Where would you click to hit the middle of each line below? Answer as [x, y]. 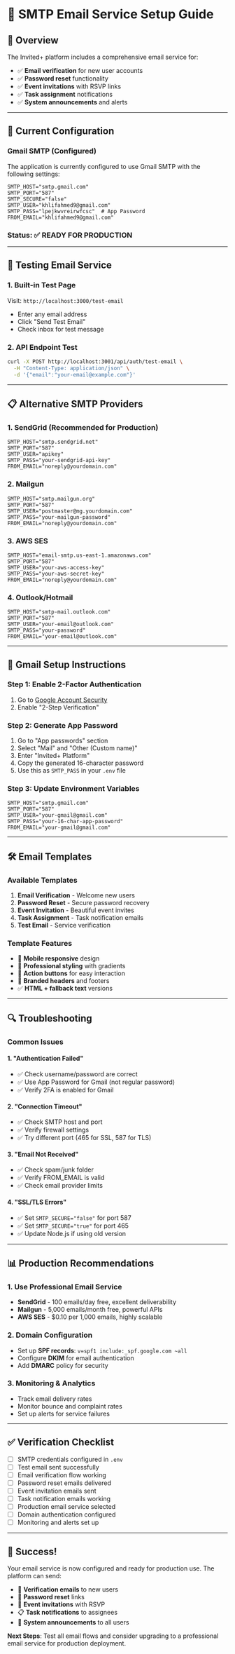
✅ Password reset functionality [63, 79]
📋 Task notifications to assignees [67, 1613]
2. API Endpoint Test [43, 347]
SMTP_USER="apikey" [36, 454]
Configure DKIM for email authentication [76, 1358]
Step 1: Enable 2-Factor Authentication [74, 684]
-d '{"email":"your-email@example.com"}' [75, 374]
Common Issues [36, 1042]
